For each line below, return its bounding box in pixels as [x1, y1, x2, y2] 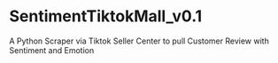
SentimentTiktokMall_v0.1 [9, 6, 203, 27]
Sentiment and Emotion [9, 44, 95, 55]
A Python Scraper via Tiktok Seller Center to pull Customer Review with [9, 35, 270, 46]
